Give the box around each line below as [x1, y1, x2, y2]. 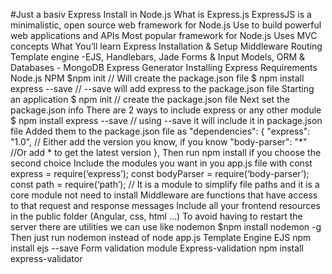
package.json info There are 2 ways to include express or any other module [10, 104, 322, 116]
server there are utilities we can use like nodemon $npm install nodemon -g [10, 221, 322, 233]
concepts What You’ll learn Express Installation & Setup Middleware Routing [10, 40, 323, 52]
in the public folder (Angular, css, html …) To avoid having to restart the [10, 210, 303, 222]
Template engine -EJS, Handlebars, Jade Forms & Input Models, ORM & [10, 51, 306, 63]
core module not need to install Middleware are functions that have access [10, 189, 318, 201]
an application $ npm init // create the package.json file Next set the [10, 94, 290, 105]
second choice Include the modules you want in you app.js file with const [10, 157, 313, 169]
